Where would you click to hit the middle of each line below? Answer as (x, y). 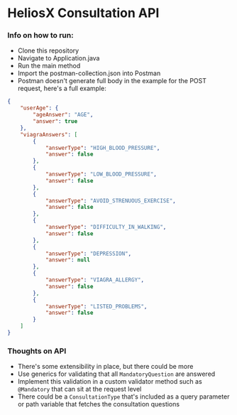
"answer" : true (55, 122)
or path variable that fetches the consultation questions (98, 404)
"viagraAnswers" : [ (49, 134)
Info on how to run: (40, 36)
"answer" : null (68, 260)
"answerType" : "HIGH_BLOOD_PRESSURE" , (103, 148)
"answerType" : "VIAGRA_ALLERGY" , (94, 280)
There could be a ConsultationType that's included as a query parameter (123, 397)
